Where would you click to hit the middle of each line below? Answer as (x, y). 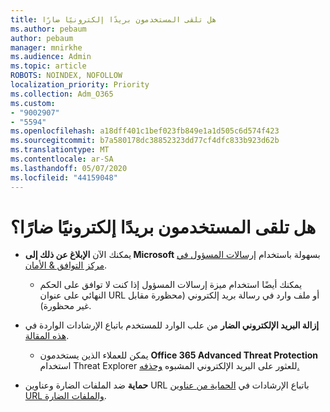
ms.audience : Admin (51, 57)
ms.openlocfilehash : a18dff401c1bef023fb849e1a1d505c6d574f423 (145, 131)
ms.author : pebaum (48, 29)
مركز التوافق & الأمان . (66, 265)
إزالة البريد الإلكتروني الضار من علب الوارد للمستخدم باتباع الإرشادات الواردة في (172, 325)
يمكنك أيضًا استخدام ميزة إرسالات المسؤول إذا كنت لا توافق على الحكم (171, 285)
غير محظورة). (65, 306)
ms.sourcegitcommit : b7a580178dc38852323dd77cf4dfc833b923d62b (145, 141)
